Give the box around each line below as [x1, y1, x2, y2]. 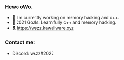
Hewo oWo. [5, 3, 33, 10]
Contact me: [5, 39, 35, 46]
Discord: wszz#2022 [12, 50, 54, 56]
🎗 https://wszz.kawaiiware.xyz [12, 25, 74, 31]
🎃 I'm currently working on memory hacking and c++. [12, 15, 120, 20]
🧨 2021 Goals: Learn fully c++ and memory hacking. [12, 20, 117, 25]
